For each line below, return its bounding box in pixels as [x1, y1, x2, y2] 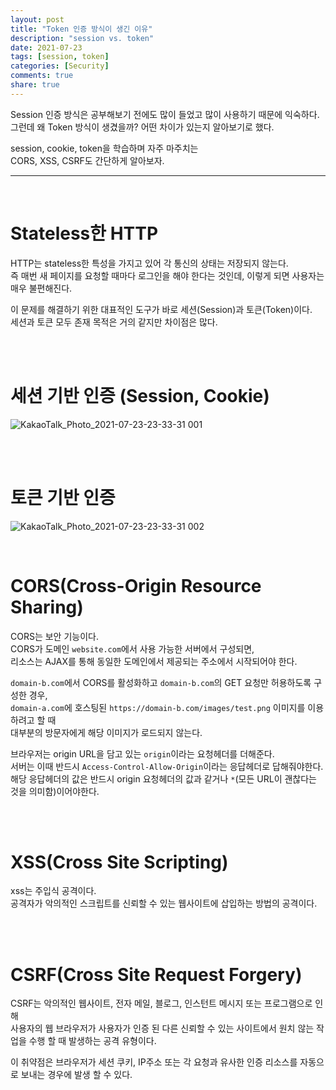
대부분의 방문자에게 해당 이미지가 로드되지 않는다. [10, 726, 203, 738]
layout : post [10, 14, 65, 25]
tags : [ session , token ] [10, 52, 110, 62]
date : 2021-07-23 [10, 42, 83, 53]
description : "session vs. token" [10, 33, 155, 43]
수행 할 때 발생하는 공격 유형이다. [28, 1035, 157, 1047]
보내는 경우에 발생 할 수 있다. [20, 1069, 133, 1081]
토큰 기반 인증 [10, 486, 116, 509]
